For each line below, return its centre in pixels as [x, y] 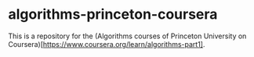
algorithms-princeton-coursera [113, 14]
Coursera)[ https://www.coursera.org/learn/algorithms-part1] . [107, 44]
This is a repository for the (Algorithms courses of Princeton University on [127, 36]
